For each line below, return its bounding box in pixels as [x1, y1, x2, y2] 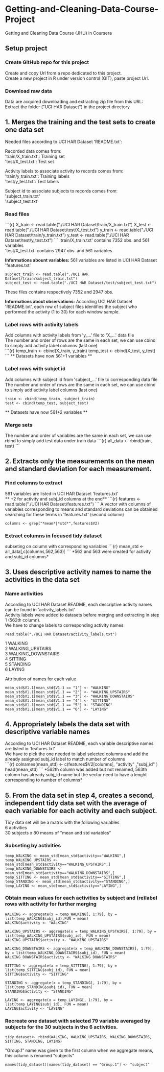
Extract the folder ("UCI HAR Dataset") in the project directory [5, 104, 130, 110]
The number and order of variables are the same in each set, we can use [5, 432, 152, 438]
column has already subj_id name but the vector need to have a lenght [5, 772, 147, 778]
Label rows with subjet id [5, 365, 66, 372]
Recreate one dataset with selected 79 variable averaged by [5, 1017, 151, 1024]
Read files [5, 211, 29, 217]
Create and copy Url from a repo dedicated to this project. [5, 70, 122, 76]
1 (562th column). [5, 617, 41, 623]
